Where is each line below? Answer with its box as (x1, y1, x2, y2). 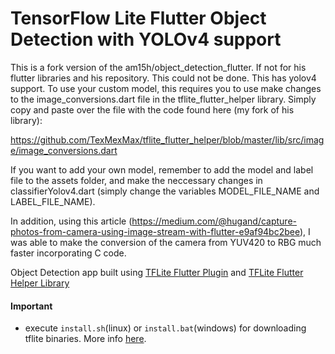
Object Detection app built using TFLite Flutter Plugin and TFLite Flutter (10, 266, 304, 278)
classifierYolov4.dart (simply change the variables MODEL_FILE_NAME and (10, 185, 320, 197)
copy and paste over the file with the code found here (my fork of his (10, 103, 295, 116)
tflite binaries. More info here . (24, 333, 147, 345)
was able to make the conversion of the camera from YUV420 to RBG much (10, 236, 322, 248)
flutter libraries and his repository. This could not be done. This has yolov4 (10, 72, 317, 84)
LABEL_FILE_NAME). (10, 195, 96, 207)
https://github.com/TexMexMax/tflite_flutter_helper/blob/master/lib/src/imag (10, 133, 325, 146)
